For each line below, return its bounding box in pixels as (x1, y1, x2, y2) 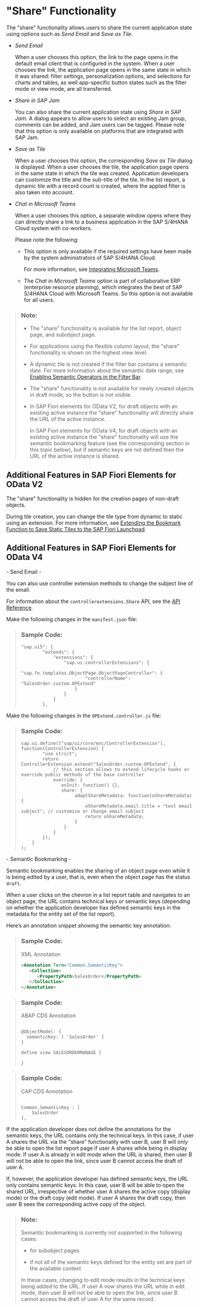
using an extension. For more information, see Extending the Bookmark (6, 519, 181, 527)
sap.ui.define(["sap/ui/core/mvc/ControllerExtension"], (20, 740, 166, 746)
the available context (29, 1265, 82, 1272)
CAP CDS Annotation (20, 1088, 73, 1095)
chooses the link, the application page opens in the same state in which (14, 66, 191, 73)
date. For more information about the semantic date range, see (29, 367, 184, 374)
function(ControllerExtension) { (20, 746, 104, 752)
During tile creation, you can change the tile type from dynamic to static (6, 513, 183, 521)
